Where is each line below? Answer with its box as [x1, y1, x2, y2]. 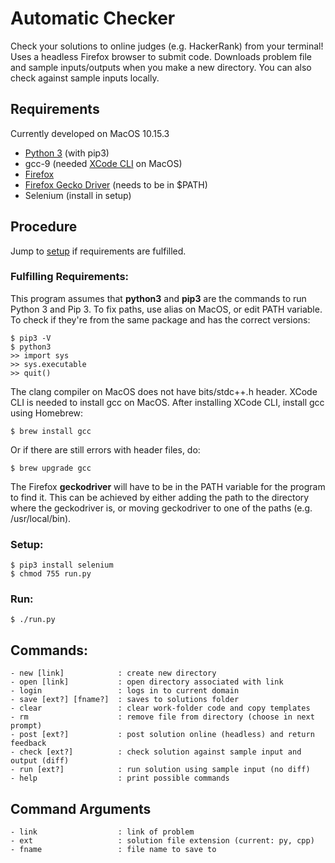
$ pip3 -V [10, 333, 52, 343]
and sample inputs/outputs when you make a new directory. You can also [10, 61, 312, 73]
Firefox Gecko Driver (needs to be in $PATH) [24, 178, 208, 191]
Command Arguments [10, 800, 152, 817]
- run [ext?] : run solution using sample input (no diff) [10, 765, 311, 775]
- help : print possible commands [10, 773, 230, 784]
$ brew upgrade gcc [10, 463, 92, 473]
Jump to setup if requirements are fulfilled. [10, 245, 187, 257]
